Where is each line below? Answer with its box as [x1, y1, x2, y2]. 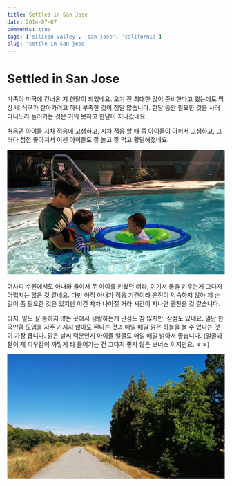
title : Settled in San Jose [7, 11, 88, 18]
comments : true [7, 26, 51, 33]
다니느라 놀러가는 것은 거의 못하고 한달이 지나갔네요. [7, 112, 147, 120]
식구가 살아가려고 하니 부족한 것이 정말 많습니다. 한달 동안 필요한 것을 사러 [21, 104, 221, 112]
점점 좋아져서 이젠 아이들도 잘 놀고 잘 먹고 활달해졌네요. [19, 136, 169, 144]
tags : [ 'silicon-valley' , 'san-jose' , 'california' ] [7, 33, 162, 40]
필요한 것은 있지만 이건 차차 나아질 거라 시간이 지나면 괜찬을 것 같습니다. [27, 300, 221, 308]
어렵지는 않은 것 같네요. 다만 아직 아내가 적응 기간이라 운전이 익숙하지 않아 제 [7, 291, 213, 299]
